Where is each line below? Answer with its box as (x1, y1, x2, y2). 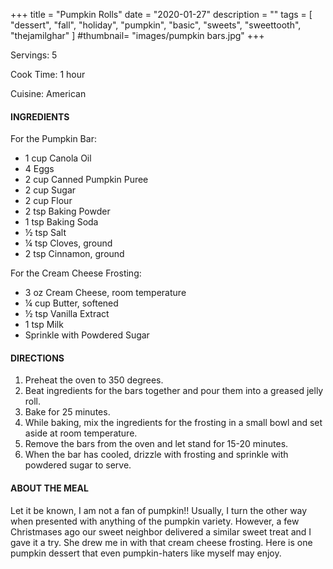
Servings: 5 (10, 49, 58, 61)
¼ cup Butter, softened (24, 297, 119, 309)
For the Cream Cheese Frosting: (10, 267, 142, 279)
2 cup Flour (24, 195, 73, 207)
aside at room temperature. (24, 427, 138, 439)
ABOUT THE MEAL (10, 482, 89, 494)
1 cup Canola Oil (24, 152, 92, 164)
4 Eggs (24, 163, 55, 175)
